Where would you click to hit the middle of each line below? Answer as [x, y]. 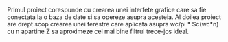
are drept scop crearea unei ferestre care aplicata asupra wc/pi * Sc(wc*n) [113, 24]
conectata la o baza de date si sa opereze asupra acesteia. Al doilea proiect [114, 17]
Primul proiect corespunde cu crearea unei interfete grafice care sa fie [107, 10]
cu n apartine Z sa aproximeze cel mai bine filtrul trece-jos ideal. [98, 31]
